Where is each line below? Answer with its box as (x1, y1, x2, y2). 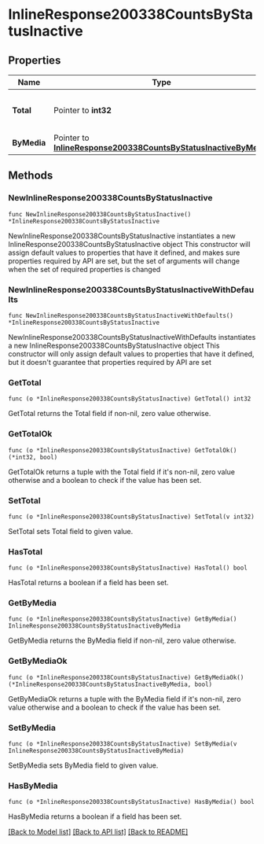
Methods (8, 169, 53, 182)
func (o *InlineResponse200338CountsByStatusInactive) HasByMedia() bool (8, 798, 255, 806)
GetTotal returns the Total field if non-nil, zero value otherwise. (8, 409, 211, 418)
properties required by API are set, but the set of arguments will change (8, 256, 240, 265)
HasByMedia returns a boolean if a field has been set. (8, 812, 182, 821)
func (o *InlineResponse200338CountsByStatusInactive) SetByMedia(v (8, 740, 237, 748)
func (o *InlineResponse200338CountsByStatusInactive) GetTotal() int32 (8, 395, 251, 403)
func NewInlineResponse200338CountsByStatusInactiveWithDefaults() (8, 311, 234, 319)
